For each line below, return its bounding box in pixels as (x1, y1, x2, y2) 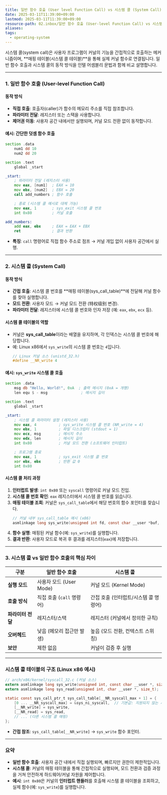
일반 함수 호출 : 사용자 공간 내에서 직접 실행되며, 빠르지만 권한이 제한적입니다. (12, 759, 161, 765)
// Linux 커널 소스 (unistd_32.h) (12, 353, 80, 359)
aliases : (5, 26, 23, 31)
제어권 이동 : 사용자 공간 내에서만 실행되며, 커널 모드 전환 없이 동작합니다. (12, 118, 153, 124)
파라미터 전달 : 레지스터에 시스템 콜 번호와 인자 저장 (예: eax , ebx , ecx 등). (12, 307, 153, 313)
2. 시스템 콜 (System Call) (5, 263, 66, 270)
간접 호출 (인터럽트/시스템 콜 (90, 594, 154, 601)
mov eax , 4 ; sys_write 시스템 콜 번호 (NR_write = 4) (14, 422, 144, 427)
